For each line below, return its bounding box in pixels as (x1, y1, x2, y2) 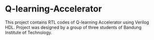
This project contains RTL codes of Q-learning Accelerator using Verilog (5, 19, 149, 25)
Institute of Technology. (5, 29, 52, 35)
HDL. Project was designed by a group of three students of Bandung (5, 24, 142, 30)
